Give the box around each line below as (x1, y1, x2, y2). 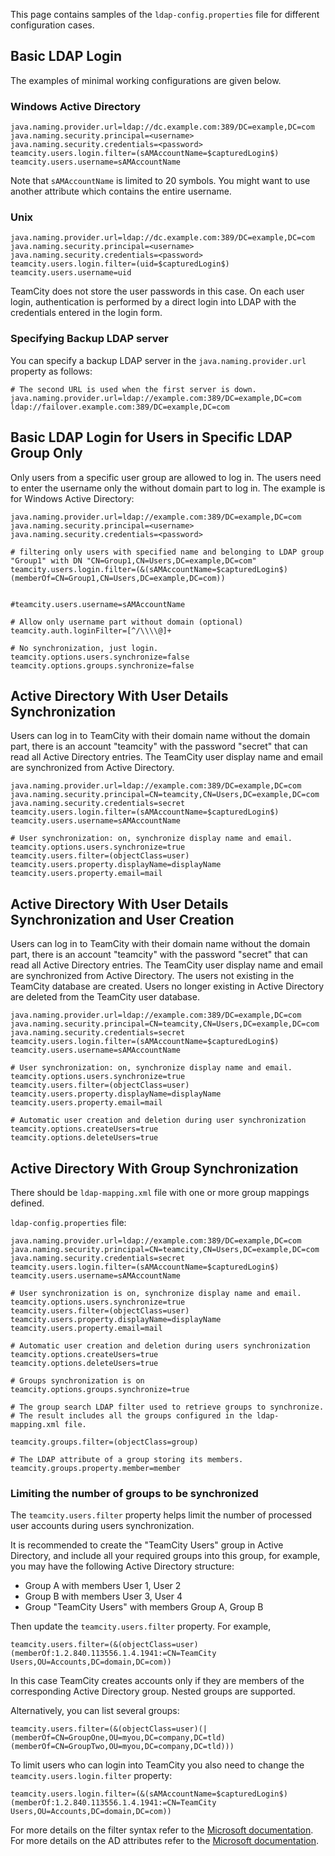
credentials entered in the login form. (10, 307, 163, 319)
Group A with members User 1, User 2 (24, 1580, 182, 1592)
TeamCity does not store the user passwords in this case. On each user (10, 285, 305, 298)
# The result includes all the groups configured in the (10, 1410, 253, 1421)
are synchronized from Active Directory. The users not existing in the (10, 970, 295, 982)
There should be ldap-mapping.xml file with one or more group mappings (10, 1186, 310, 1198)
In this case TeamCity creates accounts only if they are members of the (10, 1675, 305, 1687)
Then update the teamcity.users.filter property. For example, (10, 1620, 272, 1633)
